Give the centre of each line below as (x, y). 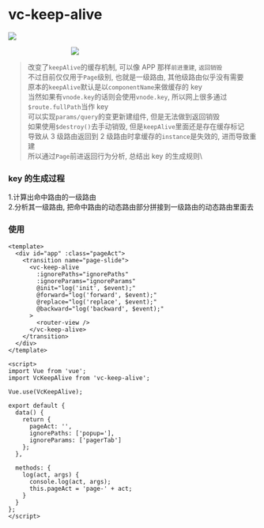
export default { (37, 405)
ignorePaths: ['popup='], (72, 433)
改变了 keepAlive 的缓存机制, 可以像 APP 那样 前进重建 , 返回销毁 (125, 67)
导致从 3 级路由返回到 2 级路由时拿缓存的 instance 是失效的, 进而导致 (138, 136)
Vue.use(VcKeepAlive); (45, 392)
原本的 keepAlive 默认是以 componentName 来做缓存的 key (115, 87)
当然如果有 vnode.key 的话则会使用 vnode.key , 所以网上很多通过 (127, 96)
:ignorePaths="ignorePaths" (83, 274)
